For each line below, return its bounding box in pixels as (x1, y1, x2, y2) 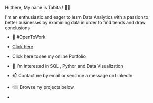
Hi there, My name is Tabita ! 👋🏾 (5, 5, 71, 10)
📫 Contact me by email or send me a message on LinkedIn (12, 73, 133, 78)
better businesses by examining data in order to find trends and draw (5, 20, 146, 25)
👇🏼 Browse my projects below (12, 84, 74, 90)
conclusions (5, 25, 30, 31)
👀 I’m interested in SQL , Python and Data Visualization (12, 63, 123, 69)
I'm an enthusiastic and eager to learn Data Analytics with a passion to (5, 14, 149, 20)
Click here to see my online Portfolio (12, 53, 86, 59)
